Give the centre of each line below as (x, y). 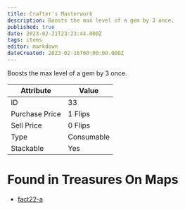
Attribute (36, 90)
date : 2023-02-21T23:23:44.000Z (55, 33)
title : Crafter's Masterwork (50, 14)
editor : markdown (33, 47)
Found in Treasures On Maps (93, 180)
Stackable (27, 148)
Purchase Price (36, 113)
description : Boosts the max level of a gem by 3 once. (91, 20)
